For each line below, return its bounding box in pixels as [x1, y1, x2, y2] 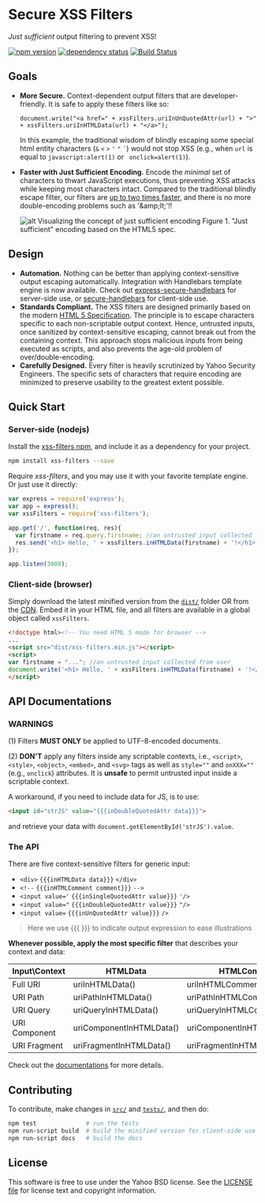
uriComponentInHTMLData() [73, 1022, 180, 1033]
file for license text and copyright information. [8, 1186, 157, 1195]
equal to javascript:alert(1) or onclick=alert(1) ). [19, 152, 191, 161]
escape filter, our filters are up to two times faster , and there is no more [19, 192, 252, 202]
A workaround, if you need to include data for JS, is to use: [8, 792, 200, 802]
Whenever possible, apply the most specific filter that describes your [8, 939, 239, 948]
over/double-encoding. [19, 352, 95, 362]
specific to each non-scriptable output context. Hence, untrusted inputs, [19, 318, 256, 328]
